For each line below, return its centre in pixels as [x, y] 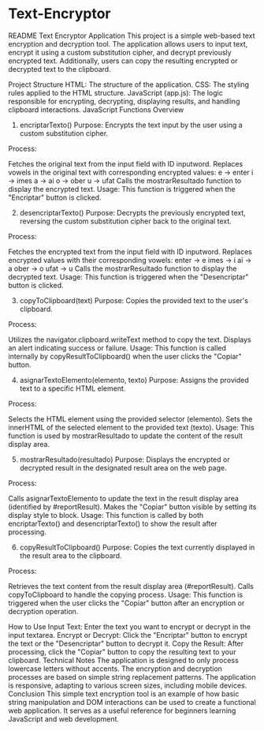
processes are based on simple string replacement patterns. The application [132, 677]
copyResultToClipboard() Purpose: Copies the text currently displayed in [137, 547]
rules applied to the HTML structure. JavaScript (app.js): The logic [115, 92]
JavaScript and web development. [64, 718]
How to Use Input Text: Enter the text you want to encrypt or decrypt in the [129, 626]
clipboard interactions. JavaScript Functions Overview [96, 109]
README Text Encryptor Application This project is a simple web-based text [132, 36]
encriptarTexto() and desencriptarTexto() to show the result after [113, 523]
